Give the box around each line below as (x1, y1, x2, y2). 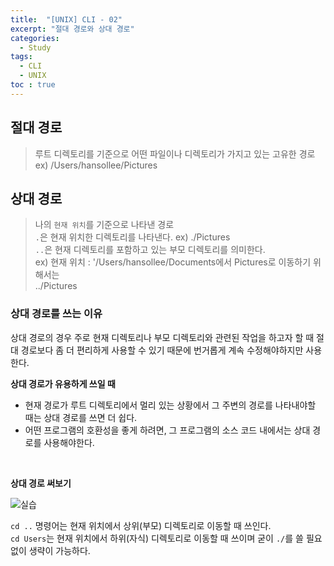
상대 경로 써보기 (10, 477, 72, 489)
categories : (10, 33, 60, 43)
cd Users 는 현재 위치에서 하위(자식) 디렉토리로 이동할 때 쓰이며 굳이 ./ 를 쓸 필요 (10, 532, 323, 544)
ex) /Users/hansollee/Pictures (34, 159, 158, 171)
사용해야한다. (43, 436, 95, 448)
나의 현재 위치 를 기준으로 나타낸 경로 (34, 219, 175, 231)
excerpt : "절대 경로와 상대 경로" (10, 24, 135, 34)
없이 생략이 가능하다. (10, 544, 91, 556)
